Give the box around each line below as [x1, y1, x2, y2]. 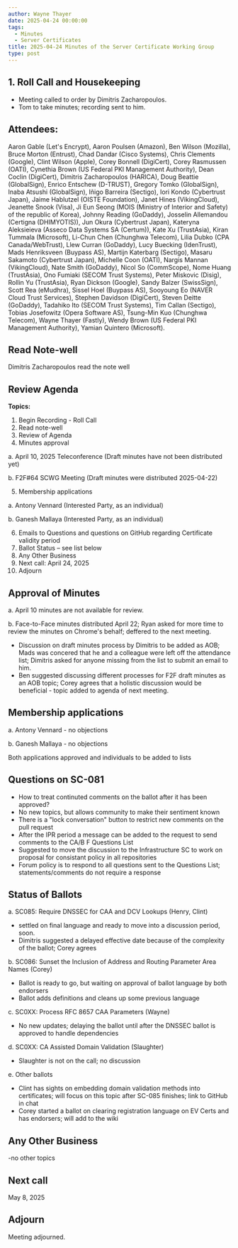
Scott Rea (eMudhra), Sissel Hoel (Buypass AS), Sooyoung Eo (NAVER [8, 286, 213, 294]
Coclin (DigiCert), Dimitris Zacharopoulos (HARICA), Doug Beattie [8, 172, 199, 181]
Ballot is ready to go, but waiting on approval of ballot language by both [18, 979, 227, 987]
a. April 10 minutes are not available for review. [8, 605, 144, 614]
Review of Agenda [18, 431, 72, 440]
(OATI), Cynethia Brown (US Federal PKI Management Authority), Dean [8, 165, 215, 173]
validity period [18, 536, 61, 545]
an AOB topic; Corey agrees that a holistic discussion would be [18, 678, 203, 687]
